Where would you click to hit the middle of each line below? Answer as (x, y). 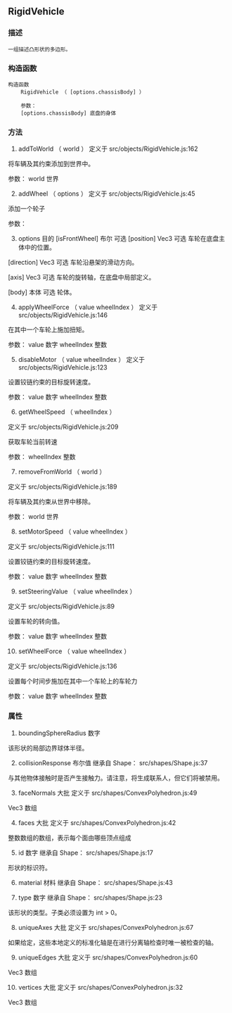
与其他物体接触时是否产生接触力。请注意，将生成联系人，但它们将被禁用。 (116, 778)
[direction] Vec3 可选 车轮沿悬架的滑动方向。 (73, 263)
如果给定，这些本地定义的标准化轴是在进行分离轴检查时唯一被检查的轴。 (112, 942)
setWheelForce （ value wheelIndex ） (74, 651)
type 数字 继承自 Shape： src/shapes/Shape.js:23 (90, 898)
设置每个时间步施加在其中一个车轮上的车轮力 (73, 681)
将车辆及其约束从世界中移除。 (51, 502)
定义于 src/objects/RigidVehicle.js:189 (63, 487)
